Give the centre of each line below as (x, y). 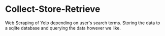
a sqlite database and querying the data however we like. (63, 28)
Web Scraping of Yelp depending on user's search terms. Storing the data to (82, 23)
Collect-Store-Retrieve (53, 9)
